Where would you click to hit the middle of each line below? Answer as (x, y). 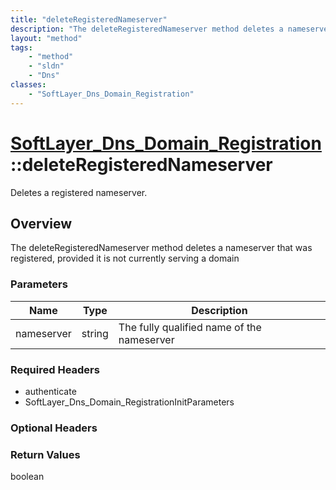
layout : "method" (46, 38)
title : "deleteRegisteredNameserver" (89, 19)
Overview (41, 223)
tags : (21, 47)
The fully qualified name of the (190, 327)
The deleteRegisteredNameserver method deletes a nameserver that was (161, 248)
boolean (27, 477)
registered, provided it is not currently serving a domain (125, 258)
